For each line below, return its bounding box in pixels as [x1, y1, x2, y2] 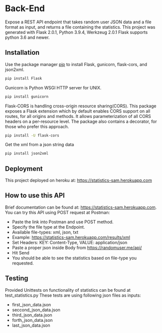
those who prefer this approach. [5, 123, 69, 129]
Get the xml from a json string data [5, 142, 74, 148]
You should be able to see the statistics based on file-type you [12, 255, 137, 261]
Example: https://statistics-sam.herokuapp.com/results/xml [12, 234, 131, 240]
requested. [12, 260, 34, 266]
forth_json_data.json [12, 317, 53, 323]
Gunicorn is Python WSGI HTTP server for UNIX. [5, 84, 102, 90]
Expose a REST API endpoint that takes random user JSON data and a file [5, 19, 151, 25]
